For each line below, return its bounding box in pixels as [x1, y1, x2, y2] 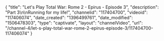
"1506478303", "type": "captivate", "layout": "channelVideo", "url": [5, 20, 143, 26]
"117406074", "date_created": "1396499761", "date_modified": [5, 15, 133, 20]
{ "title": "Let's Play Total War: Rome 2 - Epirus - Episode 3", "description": [5, 4, 159, 10]
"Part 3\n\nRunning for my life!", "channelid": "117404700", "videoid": [5, 9, 148, 15]
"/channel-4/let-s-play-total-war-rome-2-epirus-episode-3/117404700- [5, 25, 153, 31]
